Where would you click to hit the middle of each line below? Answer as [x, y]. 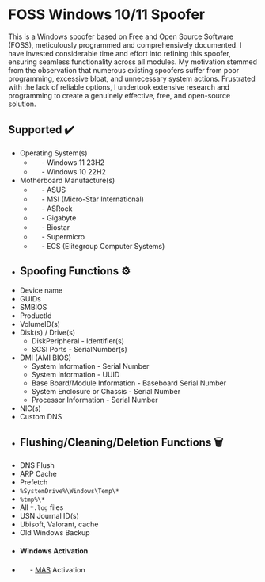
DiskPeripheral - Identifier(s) [78, 341]
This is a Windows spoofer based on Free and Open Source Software [121, 36]
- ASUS [53, 190]
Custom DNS [41, 416]
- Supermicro [63, 236]
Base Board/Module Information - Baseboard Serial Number [129, 383]
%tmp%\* [32, 500]
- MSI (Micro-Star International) [93, 199]
